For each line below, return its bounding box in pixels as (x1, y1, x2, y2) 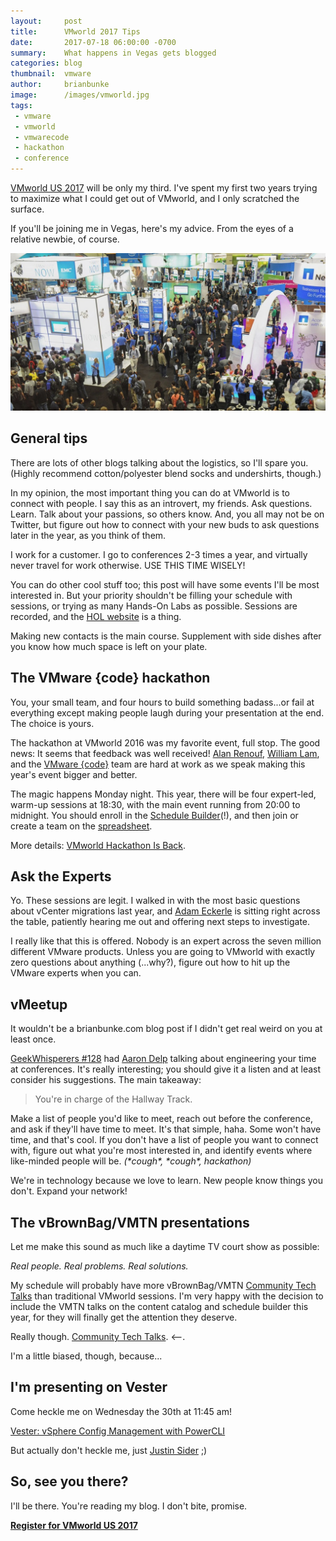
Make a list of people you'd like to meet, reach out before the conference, (10, 1113, 313, 1125)
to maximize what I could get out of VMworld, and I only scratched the (10, 193, 300, 204)
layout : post (10, 16, 83, 26)
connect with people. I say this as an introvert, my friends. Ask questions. (10, 497, 313, 509)
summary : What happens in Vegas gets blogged (10, 48, 217, 58)
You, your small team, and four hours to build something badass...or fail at (10, 696, 315, 708)
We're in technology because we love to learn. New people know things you (10, 1175, 324, 1187)
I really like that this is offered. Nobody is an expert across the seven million (10, 935, 322, 947)
